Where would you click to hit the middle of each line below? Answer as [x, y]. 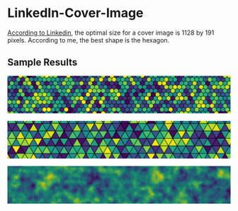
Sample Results [42, 63]
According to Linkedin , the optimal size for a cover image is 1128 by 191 [111, 33]
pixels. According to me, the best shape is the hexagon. [89, 40]
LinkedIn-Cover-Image [75, 13]
